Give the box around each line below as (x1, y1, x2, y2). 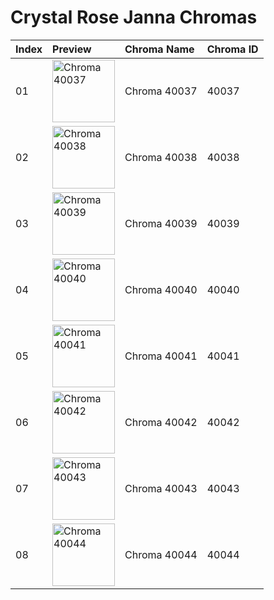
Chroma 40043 (124, 481, 198, 495)
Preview (52, 42, 92, 56)
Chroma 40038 (124, 150, 198, 164)
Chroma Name (124, 42, 195, 56)
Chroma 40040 (124, 282, 198, 296)
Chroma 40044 (124, 547, 198, 561)
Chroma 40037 (124, 84, 198, 98)
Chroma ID (206, 42, 259, 56)
